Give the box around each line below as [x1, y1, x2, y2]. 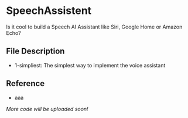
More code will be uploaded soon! [6, 105, 89, 112]
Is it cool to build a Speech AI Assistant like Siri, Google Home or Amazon [6, 23, 183, 30]
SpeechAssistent [6, 4, 92, 17]
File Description [6, 47, 65, 56]
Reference [6, 78, 45, 88]
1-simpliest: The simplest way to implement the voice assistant [14, 62, 166, 69]
